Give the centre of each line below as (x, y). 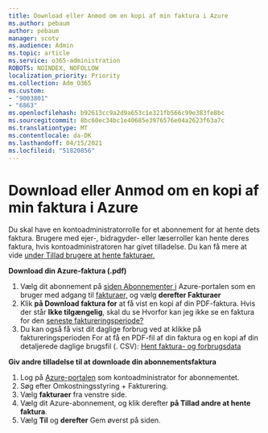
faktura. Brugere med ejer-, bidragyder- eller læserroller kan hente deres (129, 238)
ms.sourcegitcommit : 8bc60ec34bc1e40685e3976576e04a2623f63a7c (117, 121)
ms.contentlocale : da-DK (50, 135)
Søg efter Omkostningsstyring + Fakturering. (94, 386)
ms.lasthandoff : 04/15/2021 (56, 143)
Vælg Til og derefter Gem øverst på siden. (90, 420)
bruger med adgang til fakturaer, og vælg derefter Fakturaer (120, 295)
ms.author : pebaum (39, 23)
